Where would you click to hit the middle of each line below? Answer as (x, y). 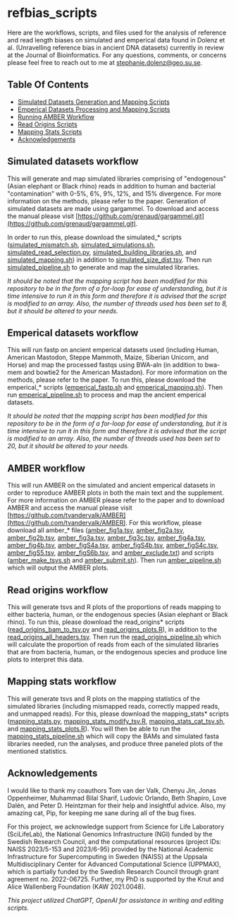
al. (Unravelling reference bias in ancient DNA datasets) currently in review (116, 47)
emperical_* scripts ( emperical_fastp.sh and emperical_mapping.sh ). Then (115, 388)
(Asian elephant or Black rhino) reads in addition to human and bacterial (112, 186)
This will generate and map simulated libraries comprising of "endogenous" (117, 179)
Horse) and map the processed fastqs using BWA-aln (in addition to (105, 365)
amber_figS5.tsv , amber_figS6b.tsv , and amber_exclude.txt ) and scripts (111, 553)
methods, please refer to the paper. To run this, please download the (107, 380)
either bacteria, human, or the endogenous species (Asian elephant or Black (118, 614)
